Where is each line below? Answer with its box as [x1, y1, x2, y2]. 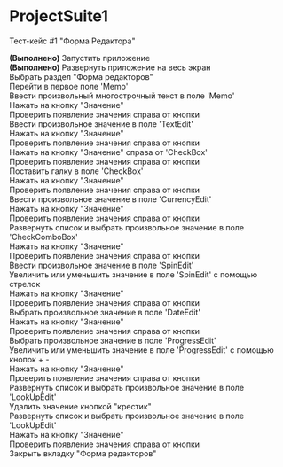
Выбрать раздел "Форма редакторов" [9, 71, 153, 82]
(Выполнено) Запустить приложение [9, 52, 151, 63]
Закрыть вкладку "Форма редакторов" [9, 448, 157, 458]
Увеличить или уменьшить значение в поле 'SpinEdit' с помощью [9, 269, 258, 280]
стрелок [9, 278, 41, 289]
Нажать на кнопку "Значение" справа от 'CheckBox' [9, 146, 208, 157]
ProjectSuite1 [9, 6, 109, 27]
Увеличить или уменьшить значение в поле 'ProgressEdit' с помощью [9, 344, 275, 355]
